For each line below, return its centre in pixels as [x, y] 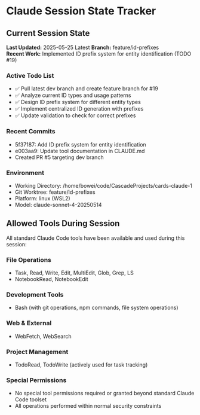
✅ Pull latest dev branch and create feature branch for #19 [86, 89]
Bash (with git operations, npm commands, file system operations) [96, 308]
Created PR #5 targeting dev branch [59, 157]
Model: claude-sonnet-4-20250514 [58, 205]
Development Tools [35, 294]
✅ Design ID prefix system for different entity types [78, 102]
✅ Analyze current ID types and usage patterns [73, 95]
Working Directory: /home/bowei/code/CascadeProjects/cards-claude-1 [104, 185]
